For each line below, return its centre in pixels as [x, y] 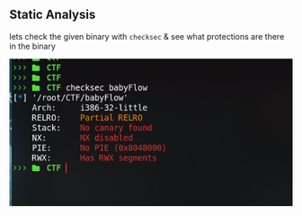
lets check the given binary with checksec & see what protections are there [147, 36]
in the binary [33, 46]
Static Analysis [53, 15]
